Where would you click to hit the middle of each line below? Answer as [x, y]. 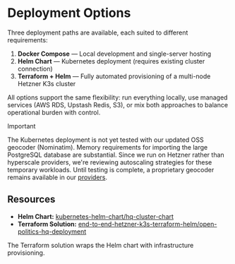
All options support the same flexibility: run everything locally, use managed [117, 97]
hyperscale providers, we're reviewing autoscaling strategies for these [110, 162]
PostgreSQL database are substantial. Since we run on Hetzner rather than [116, 155]
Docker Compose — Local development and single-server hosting [114, 54]
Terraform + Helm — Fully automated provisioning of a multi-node [114, 76]
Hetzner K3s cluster [47, 83]
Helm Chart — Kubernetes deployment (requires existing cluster [111, 61]
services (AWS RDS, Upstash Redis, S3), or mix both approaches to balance [117, 104]
